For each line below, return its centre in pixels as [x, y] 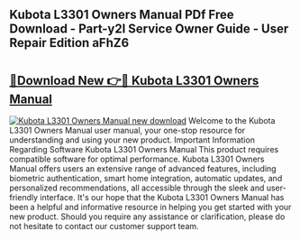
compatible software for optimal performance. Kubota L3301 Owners [137, 159]
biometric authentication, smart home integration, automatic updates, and [146, 178]
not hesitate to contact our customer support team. [105, 226]
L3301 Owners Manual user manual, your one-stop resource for [127, 130]
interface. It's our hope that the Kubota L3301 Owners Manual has [162, 197]
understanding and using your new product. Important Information [132, 140]
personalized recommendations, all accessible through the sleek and [137, 188]
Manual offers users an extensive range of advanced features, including [143, 169]
